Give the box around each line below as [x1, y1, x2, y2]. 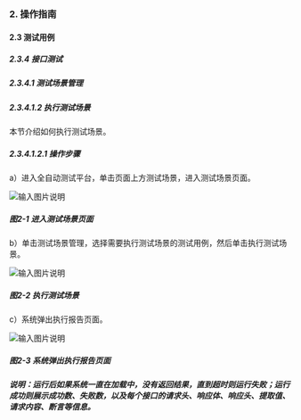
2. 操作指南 [9, 7, 57, 20]
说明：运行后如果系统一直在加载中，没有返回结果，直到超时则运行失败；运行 [9, 379, 290, 390]
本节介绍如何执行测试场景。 [9, 127, 111, 137]
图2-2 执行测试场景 [9, 290, 80, 301]
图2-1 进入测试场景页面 [9, 213, 94, 224]
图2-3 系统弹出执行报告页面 [9, 355, 111, 366]
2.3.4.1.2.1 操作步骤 [9, 148, 81, 159]
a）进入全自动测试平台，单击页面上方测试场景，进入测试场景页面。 [9, 172, 256, 184]
